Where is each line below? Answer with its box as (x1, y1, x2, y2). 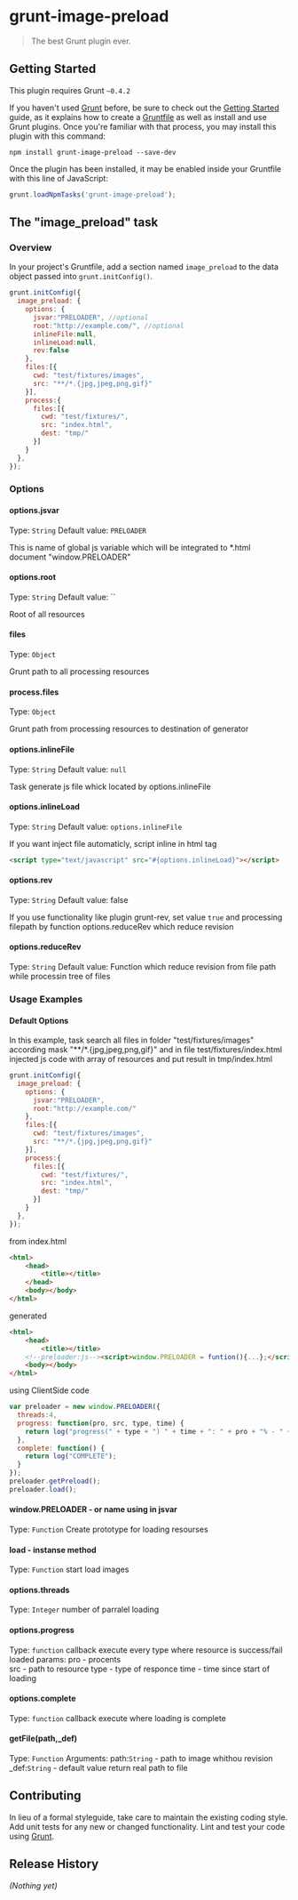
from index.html (9, 1236, 67, 1246)
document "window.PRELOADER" (9, 551, 131, 562)
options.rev (9, 874, 53, 886)
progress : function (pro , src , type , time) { (17, 1419, 184, 1428)
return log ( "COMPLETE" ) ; (25, 1452, 117, 1461)
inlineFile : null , (32, 329, 98, 339)
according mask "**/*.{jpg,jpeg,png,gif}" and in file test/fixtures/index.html (9, 1044, 282, 1055)
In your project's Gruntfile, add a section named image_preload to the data (9, 262, 279, 272)
